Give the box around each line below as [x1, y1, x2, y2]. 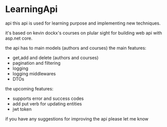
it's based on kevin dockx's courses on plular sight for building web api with [5, 30, 162, 36]
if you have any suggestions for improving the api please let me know [5, 115, 149, 121]
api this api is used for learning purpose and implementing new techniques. [5, 20, 161, 26]
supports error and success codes [12, 95, 84, 101]
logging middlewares [12, 70, 56, 76]
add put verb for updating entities [12, 100, 82, 106]
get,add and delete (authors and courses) [12, 54, 99, 61]
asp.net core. [5, 35, 33, 41]
